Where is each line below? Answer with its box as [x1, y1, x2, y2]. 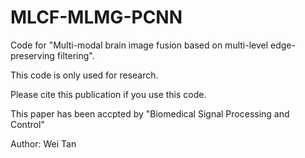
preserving [10, 49, 55, 61]
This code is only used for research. [10, 69, 159, 81]
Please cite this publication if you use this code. [10, 88, 207, 100]
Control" [10, 118, 45, 130]
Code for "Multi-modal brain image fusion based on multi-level [10, 39, 269, 51]
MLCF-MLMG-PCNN [10, 6, 183, 29]
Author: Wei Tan [10, 137, 77, 150]
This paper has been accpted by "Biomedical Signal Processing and [10, 107, 290, 120]
